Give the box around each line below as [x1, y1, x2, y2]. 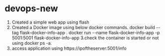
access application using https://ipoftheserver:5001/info [11, 45, 127, 51]
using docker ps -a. [11, 40, 52, 46]
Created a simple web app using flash [11, 19, 90, 25]
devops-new [4, 3, 58, 14]
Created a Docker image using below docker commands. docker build [11, 24, 155, 30]
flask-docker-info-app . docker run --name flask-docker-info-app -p [19, 29, 160, 35]
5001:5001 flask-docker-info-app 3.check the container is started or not [11, 35, 159, 41]
